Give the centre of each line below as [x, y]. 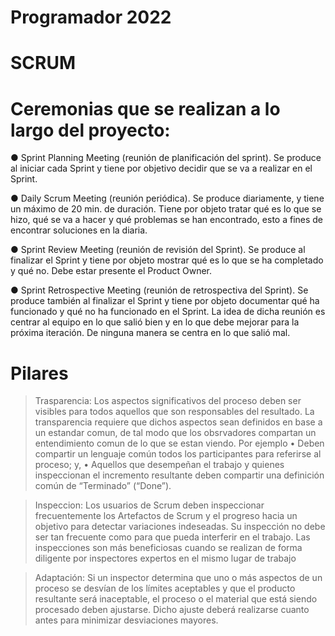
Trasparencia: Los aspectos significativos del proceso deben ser [168, 401]
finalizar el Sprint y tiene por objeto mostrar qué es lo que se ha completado [167, 260]
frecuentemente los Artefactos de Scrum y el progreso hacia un [166, 516]
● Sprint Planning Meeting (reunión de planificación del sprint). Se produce [166, 158]
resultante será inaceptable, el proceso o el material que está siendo [176, 599]
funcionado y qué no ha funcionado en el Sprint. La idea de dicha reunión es [168, 312]
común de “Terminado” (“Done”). [103, 486]
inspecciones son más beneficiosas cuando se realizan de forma [168, 548]
